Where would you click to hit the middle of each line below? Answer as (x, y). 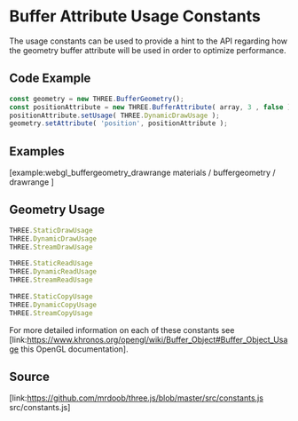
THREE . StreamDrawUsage (51, 247)
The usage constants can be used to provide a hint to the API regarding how (149, 41)
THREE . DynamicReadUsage (53, 272)
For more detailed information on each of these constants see (122, 330)
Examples (37, 151)
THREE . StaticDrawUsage (51, 230)
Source (30, 376)
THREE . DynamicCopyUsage (53, 305)
